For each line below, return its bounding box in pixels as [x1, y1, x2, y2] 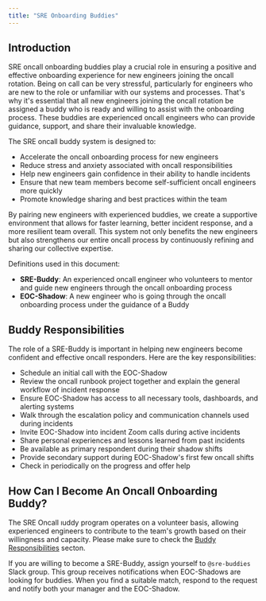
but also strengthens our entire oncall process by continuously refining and [8, 236, 254, 245]
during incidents [19, 419, 74, 428]
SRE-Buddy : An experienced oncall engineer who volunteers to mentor [19, 275, 253, 284]
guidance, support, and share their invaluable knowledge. [8, 121, 197, 131]
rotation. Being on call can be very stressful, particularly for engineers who [8, 79, 253, 88]
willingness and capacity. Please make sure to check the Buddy [8, 535, 217, 544]
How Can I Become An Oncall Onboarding [8, 484, 218, 498]
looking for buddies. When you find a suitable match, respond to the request [8, 576, 258, 585]
